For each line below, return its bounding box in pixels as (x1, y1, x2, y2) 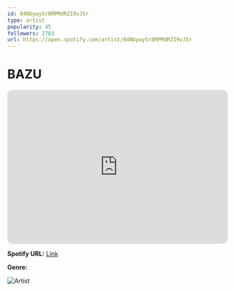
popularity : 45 (7, 23, 52, 30)
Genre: (7, 263, 28, 271)
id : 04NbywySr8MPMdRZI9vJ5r (7, 10, 90, 17)
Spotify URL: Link (7, 250, 59, 258)
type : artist (7, 17, 45, 24)
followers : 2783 (7, 29, 55, 37)
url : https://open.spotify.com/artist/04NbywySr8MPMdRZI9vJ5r (7, 36, 192, 43)
